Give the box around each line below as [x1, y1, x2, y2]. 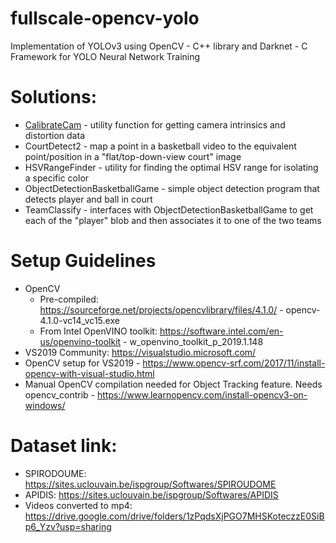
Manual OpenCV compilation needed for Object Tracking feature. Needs [24, 378, 323, 390]
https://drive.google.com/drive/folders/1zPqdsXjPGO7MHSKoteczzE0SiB [24, 510, 325, 522]
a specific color [24, 172, 90, 184]
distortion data [24, 129, 85, 141]
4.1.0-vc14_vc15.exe [39, 314, 120, 326]
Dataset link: [10, 435, 118, 457]
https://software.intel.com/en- [159, 325, 284, 337]
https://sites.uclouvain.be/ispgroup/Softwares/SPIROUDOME [24, 478, 277, 490]
